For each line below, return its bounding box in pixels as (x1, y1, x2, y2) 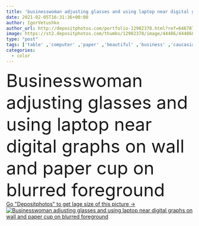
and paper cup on (6, 157, 155, 179)
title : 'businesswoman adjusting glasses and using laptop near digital (6, 8, 190, 15)
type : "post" (6, 36, 38, 42)
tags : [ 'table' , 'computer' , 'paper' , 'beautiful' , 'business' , (6, 42, 171, 48)
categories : (6, 47, 36, 53)
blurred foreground (6, 179, 165, 201)
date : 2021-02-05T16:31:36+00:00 (6, 14, 89, 20)
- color (11, 53, 31, 59)
